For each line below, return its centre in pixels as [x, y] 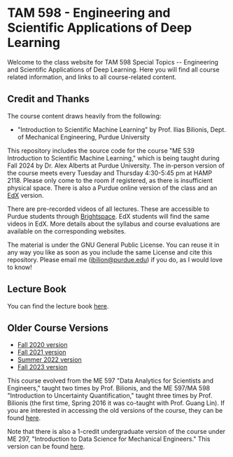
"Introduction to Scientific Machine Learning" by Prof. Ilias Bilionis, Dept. [121, 129]
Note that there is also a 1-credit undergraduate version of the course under [116, 432]
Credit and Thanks [48, 99]
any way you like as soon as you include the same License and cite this [110, 252]
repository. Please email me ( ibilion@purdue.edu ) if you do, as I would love [115, 259]
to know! [20, 267]
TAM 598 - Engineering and [89, 13]
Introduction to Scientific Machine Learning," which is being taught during [114, 158]
